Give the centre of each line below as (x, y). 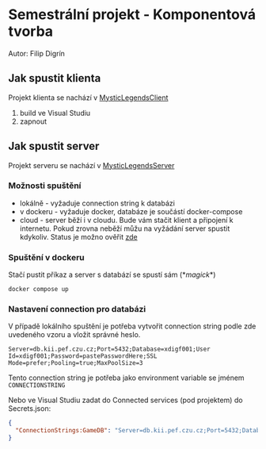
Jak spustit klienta (55, 78)
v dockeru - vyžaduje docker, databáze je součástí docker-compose (131, 211)
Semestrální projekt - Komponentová (132, 15)
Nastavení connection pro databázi (77, 309)
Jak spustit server (54, 146)
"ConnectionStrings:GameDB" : (63, 431)
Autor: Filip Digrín (37, 53)
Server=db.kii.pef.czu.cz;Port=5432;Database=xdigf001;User (110, 349)
